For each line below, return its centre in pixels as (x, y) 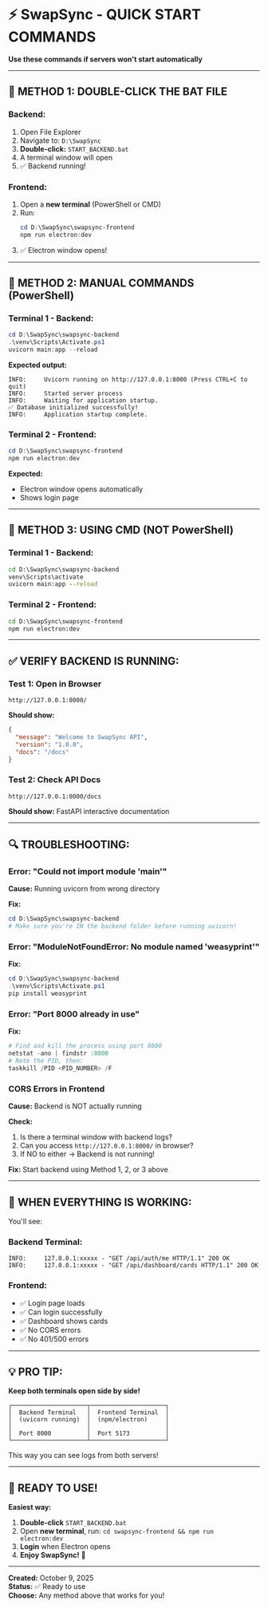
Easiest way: (30, 1507)
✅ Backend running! (53, 166)
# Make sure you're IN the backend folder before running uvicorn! (123, 926)
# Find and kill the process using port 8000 (85, 1046)
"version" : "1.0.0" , (49, 745)
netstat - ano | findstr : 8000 (59, 1053)
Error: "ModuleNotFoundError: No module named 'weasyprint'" (134, 947)
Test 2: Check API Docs (55, 780)
